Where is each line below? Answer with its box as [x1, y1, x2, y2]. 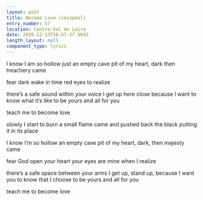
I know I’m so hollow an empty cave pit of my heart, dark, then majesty [6, 139, 185, 146]
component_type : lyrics [6, 44, 67, 50]
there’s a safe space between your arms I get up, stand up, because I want [6, 169, 194, 177]
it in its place [6, 127, 39, 134]
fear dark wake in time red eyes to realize [6, 78, 111, 86]
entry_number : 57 [6, 20, 51, 26]
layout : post [6, 9, 40, 15]
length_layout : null [6, 37, 59, 44]
